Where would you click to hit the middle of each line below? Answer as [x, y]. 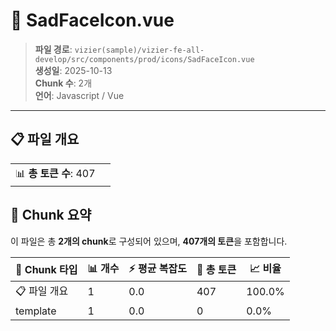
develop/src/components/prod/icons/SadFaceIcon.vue [144, 59]
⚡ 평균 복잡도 [157, 268]
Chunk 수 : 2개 [63, 83]
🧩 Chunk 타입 [46, 270]
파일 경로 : [53, 49]
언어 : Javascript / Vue [79, 95]
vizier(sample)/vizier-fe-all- [139, 50]
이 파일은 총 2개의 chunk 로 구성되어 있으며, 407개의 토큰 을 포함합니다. [149, 241]
